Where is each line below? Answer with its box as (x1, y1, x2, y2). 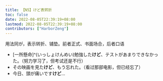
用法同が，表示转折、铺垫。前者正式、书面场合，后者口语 (5, 41, 125, 47)
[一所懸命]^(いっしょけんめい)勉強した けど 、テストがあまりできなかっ (12, 52, 158, 58)
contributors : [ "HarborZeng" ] (5, 26, 69, 31)
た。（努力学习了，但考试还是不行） (12, 58, 86, 64)
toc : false (5, 12, 28, 17)
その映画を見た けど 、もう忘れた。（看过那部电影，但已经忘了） (12, 64, 143, 70)
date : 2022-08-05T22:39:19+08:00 (5, 17, 76, 22)
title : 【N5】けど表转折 (5, 7, 52, 13)
